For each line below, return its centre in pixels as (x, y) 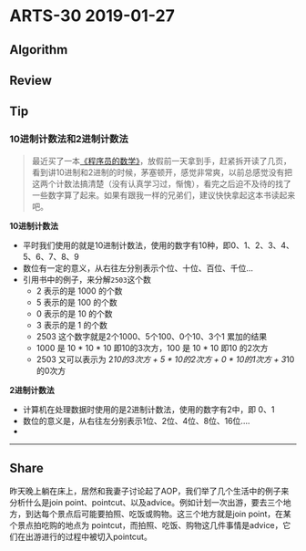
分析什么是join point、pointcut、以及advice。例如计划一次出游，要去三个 (147, 503)
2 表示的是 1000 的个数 (79, 291)
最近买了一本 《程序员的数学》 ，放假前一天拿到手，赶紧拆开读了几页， (161, 161)
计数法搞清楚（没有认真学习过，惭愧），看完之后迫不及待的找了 (173, 183)
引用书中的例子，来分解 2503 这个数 (87, 279)
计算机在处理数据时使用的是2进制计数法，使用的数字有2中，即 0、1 (148, 409)
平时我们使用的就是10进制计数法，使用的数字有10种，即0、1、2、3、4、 (158, 245)
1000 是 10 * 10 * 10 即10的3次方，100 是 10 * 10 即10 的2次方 (152, 348)
